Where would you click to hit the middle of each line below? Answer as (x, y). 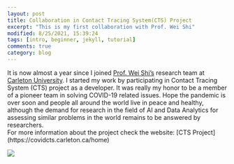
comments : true (29, 46)
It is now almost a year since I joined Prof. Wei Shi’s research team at (106, 73)
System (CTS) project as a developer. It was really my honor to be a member (117, 88)
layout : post (26, 14)
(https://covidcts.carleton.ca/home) (58, 139)
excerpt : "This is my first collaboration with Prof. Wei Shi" (101, 27)
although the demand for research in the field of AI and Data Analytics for (113, 110)
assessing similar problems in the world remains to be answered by (104, 117)
